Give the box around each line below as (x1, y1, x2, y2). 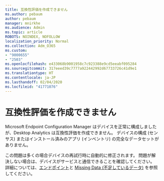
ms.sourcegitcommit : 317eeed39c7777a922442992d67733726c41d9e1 (5, 66, 137, 71)
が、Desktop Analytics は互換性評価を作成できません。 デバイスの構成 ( (5, 130, 150, 136)
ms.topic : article (5, 30, 43, 35)
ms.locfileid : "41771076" (5, 84, 58, 89)
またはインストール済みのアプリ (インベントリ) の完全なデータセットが (16, 136, 159, 142)
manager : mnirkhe (5, 20, 41, 26)
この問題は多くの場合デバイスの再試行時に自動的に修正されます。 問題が (5, 152, 152, 159)
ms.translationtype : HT (5, 71, 54, 76)
